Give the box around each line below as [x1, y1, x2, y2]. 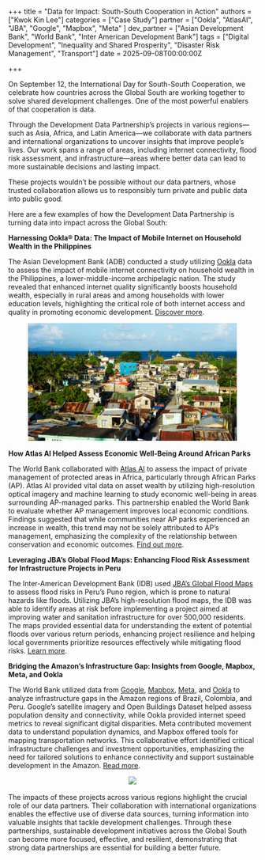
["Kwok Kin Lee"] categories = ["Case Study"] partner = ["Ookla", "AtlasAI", [8, 15, 253, 25]
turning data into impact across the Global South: [8, 218, 168, 227]
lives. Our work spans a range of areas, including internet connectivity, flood [8, 146, 257, 154]
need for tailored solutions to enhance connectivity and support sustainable [8, 752, 255, 762]
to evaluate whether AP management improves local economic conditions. [8, 506, 250, 516]
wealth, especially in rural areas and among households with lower [8, 290, 225, 300]
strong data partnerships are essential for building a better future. [8, 843, 222, 853]
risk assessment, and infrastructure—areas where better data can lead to [8, 153, 246, 163]
